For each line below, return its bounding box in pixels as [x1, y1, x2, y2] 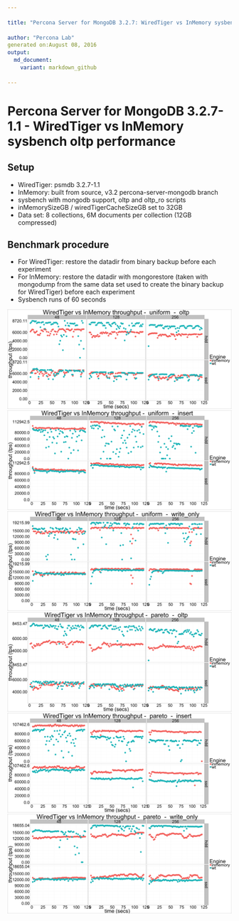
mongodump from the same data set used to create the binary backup [17, 280, 224, 289]
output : [7, 49, 31, 56]
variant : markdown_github [20, 64, 97, 71]
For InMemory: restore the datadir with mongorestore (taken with [17, 272, 208, 281]
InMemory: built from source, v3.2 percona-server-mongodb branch [17, 188, 218, 196]
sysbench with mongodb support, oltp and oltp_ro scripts [17, 196, 186, 204]
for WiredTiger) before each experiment [17, 288, 135, 297]
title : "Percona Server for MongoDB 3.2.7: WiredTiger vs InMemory [7, 18, 212, 26]
